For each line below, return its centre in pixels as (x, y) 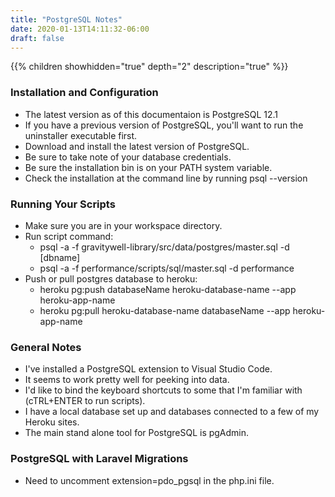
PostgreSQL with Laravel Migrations (99, 459)
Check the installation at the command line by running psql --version (166, 178)
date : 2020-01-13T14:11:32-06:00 (80, 29)
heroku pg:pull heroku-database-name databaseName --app (165, 310)
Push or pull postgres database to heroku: (111, 278)
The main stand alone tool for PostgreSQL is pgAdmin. (137, 433)
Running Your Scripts (63, 204)
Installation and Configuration (84, 93)
